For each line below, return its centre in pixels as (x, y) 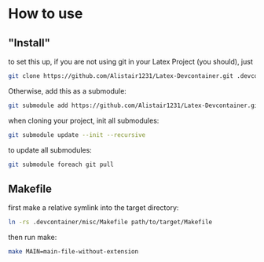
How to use (46, 14)
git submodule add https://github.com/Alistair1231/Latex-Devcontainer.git (135, 105)
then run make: (33, 238)
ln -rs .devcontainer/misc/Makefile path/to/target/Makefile (110, 222)
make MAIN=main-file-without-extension (73, 252)
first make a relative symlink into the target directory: (93, 208)
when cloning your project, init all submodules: (84, 120)
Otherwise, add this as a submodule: (68, 90)
